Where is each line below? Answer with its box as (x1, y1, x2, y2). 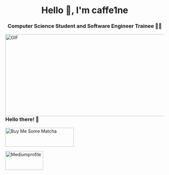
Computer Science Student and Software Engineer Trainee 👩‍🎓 (7, 23, 162, 30)
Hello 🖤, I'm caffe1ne (41, 5, 129, 16)
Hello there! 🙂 (5, 116, 39, 123)
